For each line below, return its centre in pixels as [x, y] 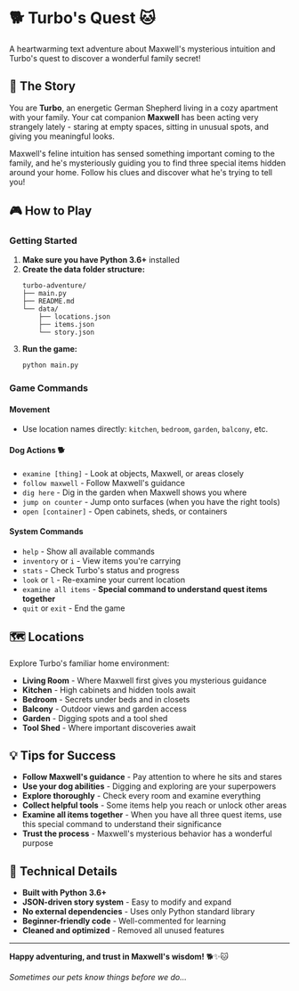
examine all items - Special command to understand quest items [145, 589]
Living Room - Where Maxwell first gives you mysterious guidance [144, 680]
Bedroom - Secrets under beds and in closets [106, 699]
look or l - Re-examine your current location [103, 580]
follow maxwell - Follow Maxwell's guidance [103, 483]
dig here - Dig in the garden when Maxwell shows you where [134, 492]
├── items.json [67, 325]
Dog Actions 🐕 [37, 451]
